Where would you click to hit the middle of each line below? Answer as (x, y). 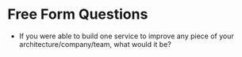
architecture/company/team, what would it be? (95, 44)
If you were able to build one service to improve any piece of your (127, 36)
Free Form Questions (78, 14)
